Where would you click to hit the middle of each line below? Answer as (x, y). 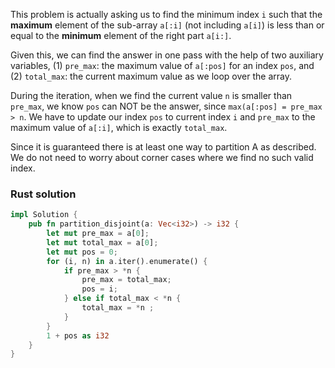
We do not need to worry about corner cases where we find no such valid (162, 157)
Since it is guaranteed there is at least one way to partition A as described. (163, 147)
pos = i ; (99, 289)
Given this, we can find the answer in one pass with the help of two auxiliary (167, 55)
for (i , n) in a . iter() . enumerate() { (127, 261)
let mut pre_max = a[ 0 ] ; (98, 234)
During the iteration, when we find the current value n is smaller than (151, 95)
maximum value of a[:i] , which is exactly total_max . (119, 127)
